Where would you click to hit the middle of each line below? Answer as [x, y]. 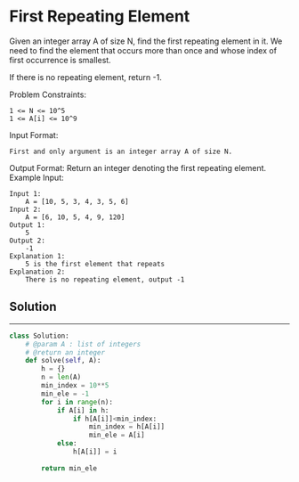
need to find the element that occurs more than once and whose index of [143, 50]
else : [67, 444]
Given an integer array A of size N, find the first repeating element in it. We [146, 41]
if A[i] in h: [83, 410]
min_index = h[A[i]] [127, 427]
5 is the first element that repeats [95, 264]
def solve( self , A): [63, 361]
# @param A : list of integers [83, 344]
